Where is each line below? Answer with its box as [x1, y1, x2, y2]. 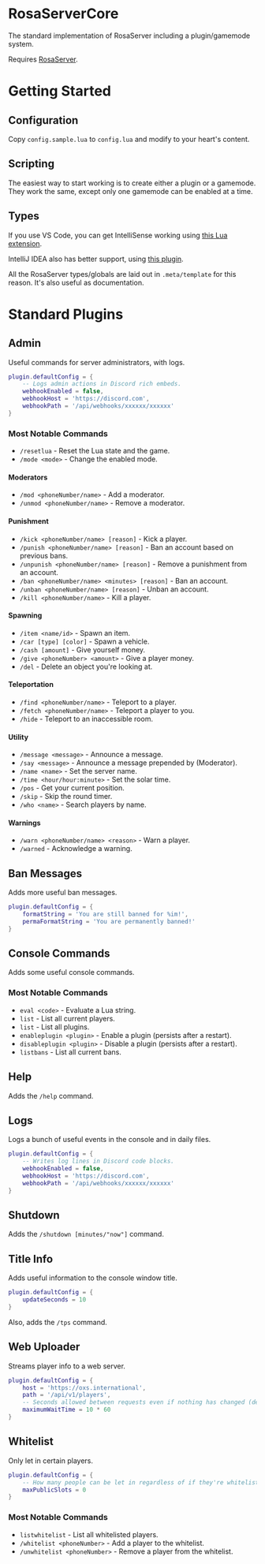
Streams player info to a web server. [8, 1361, 126, 1371]
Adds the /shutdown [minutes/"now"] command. [8, 1230, 164, 1239]
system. [8, 39, 34, 48]
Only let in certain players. [8, 1456, 93, 1465]
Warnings [8, 818, 41, 827]
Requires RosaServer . [8, 54, 79, 64]
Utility [8, 732, 29, 741]
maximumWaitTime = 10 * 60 [22, 1405, 111, 1414]
